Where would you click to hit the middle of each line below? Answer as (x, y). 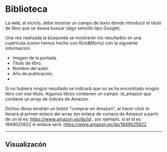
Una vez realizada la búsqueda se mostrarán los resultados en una (73, 38)
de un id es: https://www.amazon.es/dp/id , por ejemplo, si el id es (73, 119)
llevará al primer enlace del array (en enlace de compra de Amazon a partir (82, 114)
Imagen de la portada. (35, 57)
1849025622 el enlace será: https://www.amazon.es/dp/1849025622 (76, 124)
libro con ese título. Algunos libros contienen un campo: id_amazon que (78, 94)
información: (18, 48)
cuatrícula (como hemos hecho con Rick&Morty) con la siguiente (72, 43)
